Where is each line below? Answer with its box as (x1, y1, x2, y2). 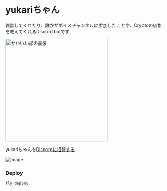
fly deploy (5, 181, 29, 186)
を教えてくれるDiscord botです (5, 28, 70, 34)
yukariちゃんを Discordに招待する (5, 146, 75, 152)
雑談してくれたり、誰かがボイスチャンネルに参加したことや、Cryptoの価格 (5, 22, 162, 28)
